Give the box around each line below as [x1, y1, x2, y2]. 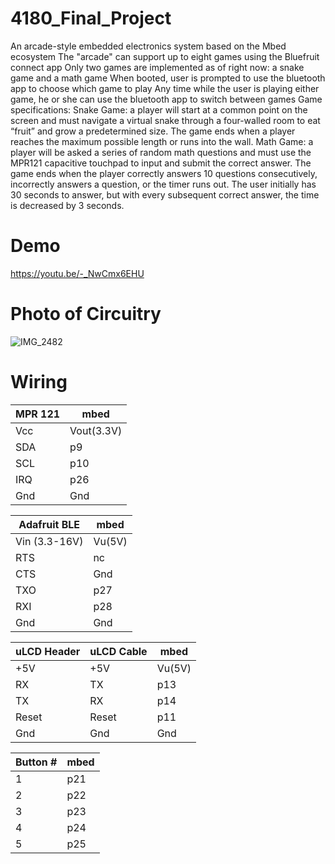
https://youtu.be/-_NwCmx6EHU [10, 267, 145, 279]
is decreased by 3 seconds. [10, 199, 125, 211]
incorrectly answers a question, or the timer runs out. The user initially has [10, 178, 317, 190]
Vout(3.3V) [69, 423, 123, 437]
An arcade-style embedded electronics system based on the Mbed [10, 40, 287, 52]
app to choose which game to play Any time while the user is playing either [10, 82, 320, 94]
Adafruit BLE [18, 517, 80, 531]
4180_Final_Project [10, 7, 172, 30]
